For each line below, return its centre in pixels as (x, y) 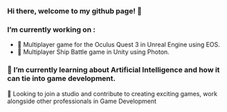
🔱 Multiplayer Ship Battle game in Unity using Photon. (93, 52)
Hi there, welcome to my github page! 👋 (75, 11)
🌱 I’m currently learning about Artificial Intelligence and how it (113, 70)
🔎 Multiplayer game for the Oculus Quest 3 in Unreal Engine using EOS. (118, 45)
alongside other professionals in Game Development (82, 101)
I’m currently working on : (51, 29)
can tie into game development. (62, 79)
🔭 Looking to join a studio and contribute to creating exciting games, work (112, 93)
